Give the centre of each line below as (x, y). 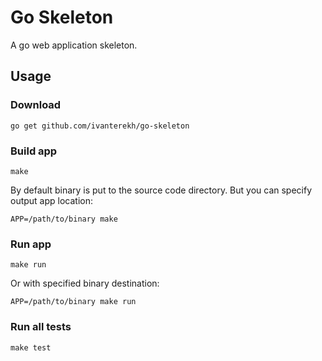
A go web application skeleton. (74, 45)
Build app (34, 151)
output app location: (52, 200)
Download (36, 105)
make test (31, 347)
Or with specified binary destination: (85, 283)
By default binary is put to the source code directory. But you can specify (161, 190)
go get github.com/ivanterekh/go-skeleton (100, 126)
